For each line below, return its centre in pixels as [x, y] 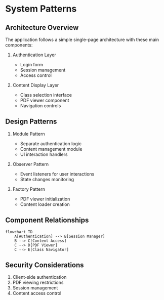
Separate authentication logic [51, 143]
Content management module [51, 149]
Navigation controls [40, 106]
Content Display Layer [36, 85]
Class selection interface [46, 95]
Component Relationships [47, 220]
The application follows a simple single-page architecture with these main [82, 39]
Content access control [37, 293]
